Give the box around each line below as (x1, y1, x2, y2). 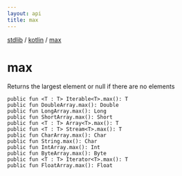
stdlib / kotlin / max (7, 35, 62, 43)
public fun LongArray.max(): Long (7, 108, 107, 115)
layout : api (7, 10, 42, 17)
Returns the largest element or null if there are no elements (7, 82, 175, 90)
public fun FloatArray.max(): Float (7, 162, 113, 169)
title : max (7, 17, 39, 23)
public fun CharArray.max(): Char (7, 132, 107, 139)
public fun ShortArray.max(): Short (7, 114, 113, 121)
